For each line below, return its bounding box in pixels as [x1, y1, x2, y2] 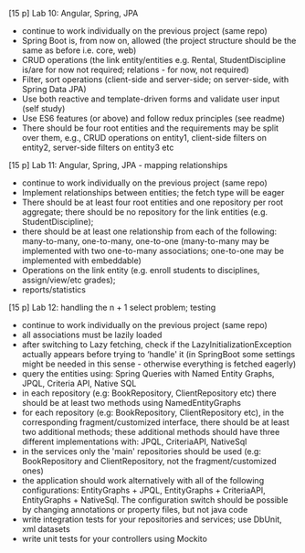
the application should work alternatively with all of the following [21, 475, 265, 485]
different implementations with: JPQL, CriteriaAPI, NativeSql [21, 436, 247, 447]
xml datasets [21, 524, 70, 534]
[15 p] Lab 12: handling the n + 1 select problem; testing [8, 302, 216, 313]
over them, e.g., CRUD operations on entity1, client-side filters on [21, 133, 267, 143]
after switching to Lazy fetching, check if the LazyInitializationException [21, 339, 292, 350]
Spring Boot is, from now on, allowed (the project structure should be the [21, 36, 297, 46]
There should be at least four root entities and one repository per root [21, 197, 284, 207]
